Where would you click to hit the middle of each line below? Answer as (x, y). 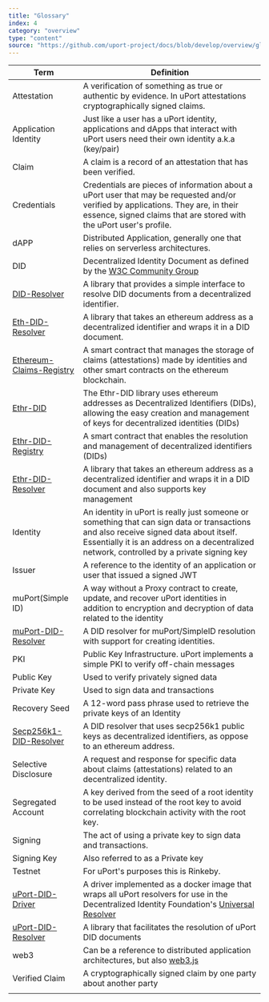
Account (28, 812)
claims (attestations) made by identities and (165, 360)
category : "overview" (44, 30)
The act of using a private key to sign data (162, 836)
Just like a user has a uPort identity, (150, 119)
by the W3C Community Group (141, 271)
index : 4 (23, 23)
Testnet (27, 872)
